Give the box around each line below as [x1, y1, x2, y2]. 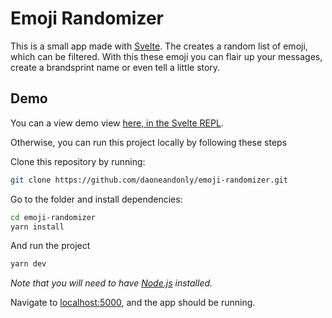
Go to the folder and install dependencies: [10, 193, 183, 205]
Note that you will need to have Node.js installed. [10, 277, 213, 289]
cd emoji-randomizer [10, 212, 97, 222]
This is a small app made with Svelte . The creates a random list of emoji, [10, 40, 308, 52]
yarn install [10, 222, 65, 232]
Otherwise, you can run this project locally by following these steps [10, 136, 288, 148]
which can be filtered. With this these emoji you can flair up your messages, [10, 50, 323, 62]
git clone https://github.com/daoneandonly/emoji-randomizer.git [10, 175, 288, 185]
